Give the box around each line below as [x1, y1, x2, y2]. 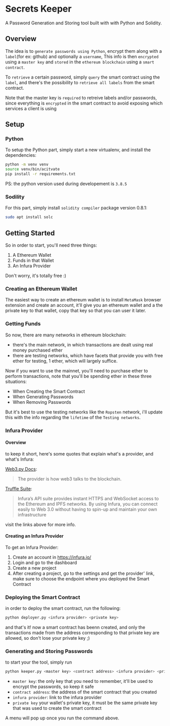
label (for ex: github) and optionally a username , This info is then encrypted [5, 53, 159, 59]
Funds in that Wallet [12, 257, 54, 264]
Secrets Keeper [5, 3, 72, 15]
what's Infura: [5, 456, 34, 462]
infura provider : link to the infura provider [12, 695, 102, 701]
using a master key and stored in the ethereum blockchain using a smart [5, 59, 154, 65]
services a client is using [5, 105, 57, 112]
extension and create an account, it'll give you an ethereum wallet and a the [5, 302, 163, 308]
